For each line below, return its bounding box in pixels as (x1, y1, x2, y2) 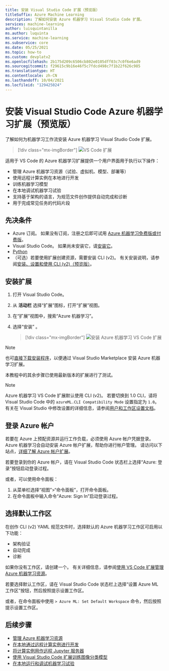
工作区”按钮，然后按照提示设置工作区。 (5, 587, 87, 593)
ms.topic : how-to (5, 49, 42, 55)
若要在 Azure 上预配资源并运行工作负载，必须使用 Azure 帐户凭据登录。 (5, 436, 154, 442)
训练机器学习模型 (12, 181, 48, 187)
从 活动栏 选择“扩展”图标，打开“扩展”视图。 (12, 302, 103, 308)
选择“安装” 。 (12, 324, 40, 330)
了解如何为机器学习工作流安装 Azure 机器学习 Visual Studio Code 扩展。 (5, 136, 155, 142)
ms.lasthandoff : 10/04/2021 (5, 78, 64, 83)
